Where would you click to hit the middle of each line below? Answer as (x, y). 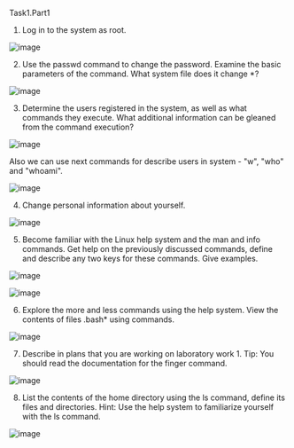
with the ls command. (61, 417)
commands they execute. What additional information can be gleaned (149, 118)
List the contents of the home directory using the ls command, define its (154, 397)
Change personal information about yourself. (104, 205)
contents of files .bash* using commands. (98, 319)
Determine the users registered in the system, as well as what (135, 108)
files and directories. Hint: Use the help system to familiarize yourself (148, 407)
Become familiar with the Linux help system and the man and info (141, 240)
